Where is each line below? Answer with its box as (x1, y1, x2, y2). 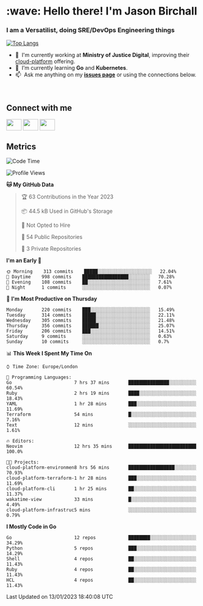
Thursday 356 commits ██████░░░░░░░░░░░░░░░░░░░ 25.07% (6, 323, 175, 329)
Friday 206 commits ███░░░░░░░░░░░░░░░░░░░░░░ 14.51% (6, 328, 175, 334)
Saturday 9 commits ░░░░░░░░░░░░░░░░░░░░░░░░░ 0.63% (6, 334, 172, 340)
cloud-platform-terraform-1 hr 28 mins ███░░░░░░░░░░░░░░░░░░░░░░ (6, 475, 197, 482)
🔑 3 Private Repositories (21, 245, 82, 252)
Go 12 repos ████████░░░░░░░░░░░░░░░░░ (6, 535, 197, 541)
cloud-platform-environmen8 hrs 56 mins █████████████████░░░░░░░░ (6, 465, 197, 471)
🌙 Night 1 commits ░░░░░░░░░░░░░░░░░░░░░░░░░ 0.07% (6, 284, 172, 291)
